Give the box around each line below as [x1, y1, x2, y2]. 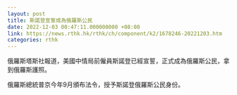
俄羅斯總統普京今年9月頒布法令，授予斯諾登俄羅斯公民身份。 [7, 80, 185, 89]
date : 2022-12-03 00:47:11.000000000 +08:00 [7, 23, 140, 30]
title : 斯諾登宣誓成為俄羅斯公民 [7, 17, 93, 24]
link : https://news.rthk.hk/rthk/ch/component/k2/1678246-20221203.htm [7, 30, 222, 37]
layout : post [7, 10, 46, 18]
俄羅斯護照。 [13, 65, 51, 74]
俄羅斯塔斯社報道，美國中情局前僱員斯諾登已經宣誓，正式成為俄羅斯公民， [7, 57, 224, 65]
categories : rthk [7, 37, 59, 44]
